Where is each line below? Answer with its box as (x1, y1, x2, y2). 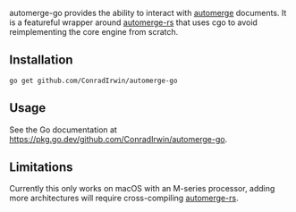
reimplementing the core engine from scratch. (9, 27, 179, 37)
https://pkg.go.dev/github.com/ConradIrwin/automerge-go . (9, 133, 228, 144)
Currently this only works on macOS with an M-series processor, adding (9, 183, 275, 194)
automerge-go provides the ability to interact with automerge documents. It (9, 8, 287, 18)
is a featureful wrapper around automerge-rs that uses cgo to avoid (9, 17, 258, 28)
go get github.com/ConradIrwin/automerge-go (9, 76, 178, 85)
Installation (9, 53, 73, 68)
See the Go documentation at (9, 124, 118, 135)
